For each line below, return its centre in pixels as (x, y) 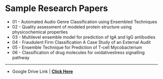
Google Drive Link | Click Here (42, 71)
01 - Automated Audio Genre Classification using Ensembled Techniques (85, 22)
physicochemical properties (40, 32)
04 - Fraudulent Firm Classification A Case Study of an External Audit (81, 42)
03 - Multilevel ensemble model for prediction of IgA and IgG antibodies (84, 37)
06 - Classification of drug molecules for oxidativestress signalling (78, 52)
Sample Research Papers (57, 8)
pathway (21, 57)
